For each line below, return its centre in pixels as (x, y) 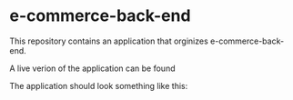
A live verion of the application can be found (92, 68)
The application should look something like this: (99, 85)
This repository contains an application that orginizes (109, 41)
